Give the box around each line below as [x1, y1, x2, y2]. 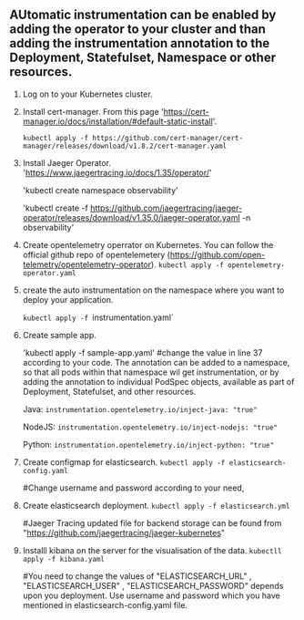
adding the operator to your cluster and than [9, 22, 266, 37]
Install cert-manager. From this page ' [22, 106, 164, 117]
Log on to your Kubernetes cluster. [22, 88, 153, 99]
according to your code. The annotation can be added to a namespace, [22, 356, 290, 367]
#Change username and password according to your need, [22, 482, 245, 493]
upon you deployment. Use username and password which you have [22, 590, 280, 601]
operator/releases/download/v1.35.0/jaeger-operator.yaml [22, 212, 240, 222]
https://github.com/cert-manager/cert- [92, 133, 244, 142]
